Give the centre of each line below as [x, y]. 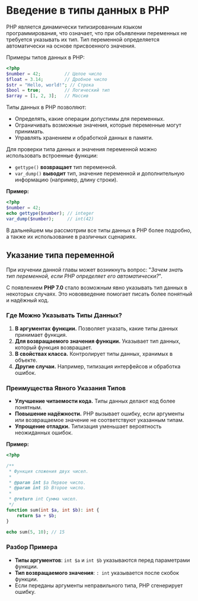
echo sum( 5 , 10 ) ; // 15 [36, 532]
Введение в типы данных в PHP [88, 10]
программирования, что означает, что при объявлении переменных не [97, 33]
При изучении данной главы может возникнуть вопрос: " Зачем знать [95, 270]
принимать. [29, 132]
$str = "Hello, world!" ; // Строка [50, 85]
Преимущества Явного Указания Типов [66, 388]
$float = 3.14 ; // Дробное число [57, 79]
